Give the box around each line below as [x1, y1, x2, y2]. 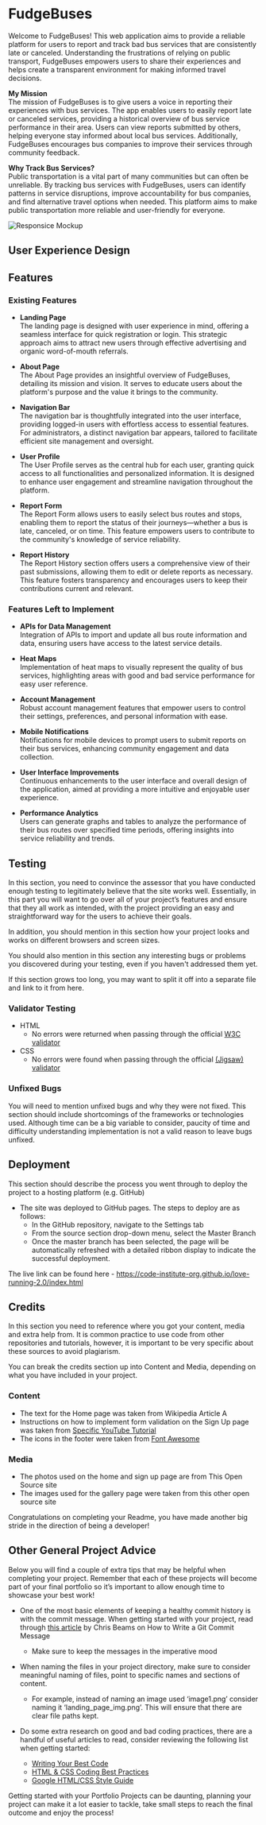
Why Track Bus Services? [8, 163, 95, 172]
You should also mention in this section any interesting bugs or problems [8, 951, 246, 961]
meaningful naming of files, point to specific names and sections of [19, 1670, 241, 1680]
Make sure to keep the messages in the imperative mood [31, 1646, 218, 1656]
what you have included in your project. [8, 1371, 137, 1380]
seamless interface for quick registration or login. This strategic [19, 330, 228, 339]
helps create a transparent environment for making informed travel [8, 64, 226, 74]
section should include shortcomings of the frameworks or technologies [8, 1109, 245, 1119]
